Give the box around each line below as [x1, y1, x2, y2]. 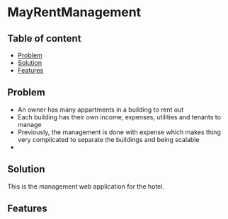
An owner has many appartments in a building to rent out [17, 105, 184, 114]
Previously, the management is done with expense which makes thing [17, 128, 221, 136]
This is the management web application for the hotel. [7, 182, 165, 191]
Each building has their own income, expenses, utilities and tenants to [17, 112, 222, 121]
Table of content [7, 32, 81, 45]
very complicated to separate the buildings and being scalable [17, 135, 200, 143]
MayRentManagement [7, 4, 142, 20]
